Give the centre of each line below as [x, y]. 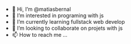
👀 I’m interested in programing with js [58, 15]
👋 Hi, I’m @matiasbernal [41, 9]
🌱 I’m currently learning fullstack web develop [68, 22]
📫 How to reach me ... [39, 35]
